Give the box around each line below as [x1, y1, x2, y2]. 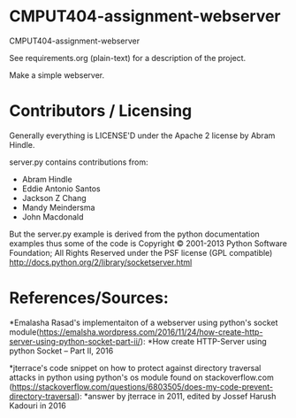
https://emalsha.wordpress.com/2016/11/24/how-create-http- [39, 326, 263, 337]
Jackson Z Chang [21, 192, 87, 203]
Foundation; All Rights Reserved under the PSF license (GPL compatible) [9, 247, 273, 258]
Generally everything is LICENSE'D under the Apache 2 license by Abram [9, 130, 276, 141]
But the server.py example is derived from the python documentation [9, 228, 261, 239]
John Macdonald [21, 211, 84, 222]
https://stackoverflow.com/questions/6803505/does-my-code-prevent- [11, 381, 274, 391]
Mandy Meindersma [21, 202, 95, 213]
